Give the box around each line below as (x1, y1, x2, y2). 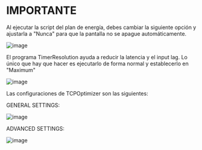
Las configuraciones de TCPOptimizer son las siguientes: (6, 90, 149, 97)
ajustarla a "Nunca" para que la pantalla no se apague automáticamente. (6, 30, 187, 37)
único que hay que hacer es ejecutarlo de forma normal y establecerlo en (6, 60, 189, 67)
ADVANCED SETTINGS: (6, 125, 65, 132)
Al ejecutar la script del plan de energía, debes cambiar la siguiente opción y (6, 24, 197, 31)
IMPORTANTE (6, 4, 77, 18)
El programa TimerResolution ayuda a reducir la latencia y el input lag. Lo (6, 53, 188, 60)
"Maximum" (6, 66, 36, 73)
